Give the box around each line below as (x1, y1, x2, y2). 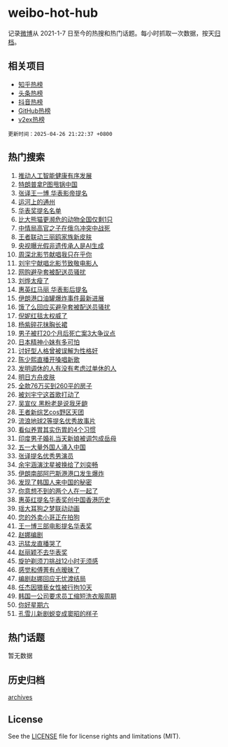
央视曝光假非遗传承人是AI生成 (17, 241, 104, 249)
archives (8, 693, 33, 701)
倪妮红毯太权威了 (17, 311, 68, 320)
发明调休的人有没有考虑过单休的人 (17, 364, 117, 372)
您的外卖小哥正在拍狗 (17, 513, 80, 521)
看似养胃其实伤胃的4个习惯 (17, 425, 97, 434)
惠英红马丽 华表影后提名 (17, 285, 88, 294)
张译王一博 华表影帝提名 (17, 189, 88, 197)
